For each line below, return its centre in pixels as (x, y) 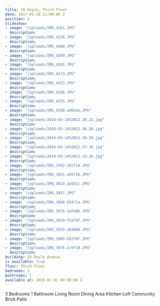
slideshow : (16, 23)
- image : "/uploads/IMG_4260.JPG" (41, 46)
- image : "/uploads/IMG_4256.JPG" (41, 92)
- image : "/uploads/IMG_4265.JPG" (41, 65)
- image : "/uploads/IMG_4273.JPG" (41, 74)
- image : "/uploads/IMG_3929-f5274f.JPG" (48, 221)
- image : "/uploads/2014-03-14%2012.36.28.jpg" (55, 129)
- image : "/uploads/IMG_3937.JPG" (41, 193)
